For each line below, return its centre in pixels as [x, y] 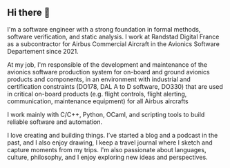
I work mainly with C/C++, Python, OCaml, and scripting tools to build [106, 114]
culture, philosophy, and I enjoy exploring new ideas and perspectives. [108, 157]
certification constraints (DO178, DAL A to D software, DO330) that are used [115, 86]
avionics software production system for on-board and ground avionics [108, 72]
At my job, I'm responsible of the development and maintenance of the [107, 64]
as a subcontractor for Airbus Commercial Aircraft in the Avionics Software [113, 44]
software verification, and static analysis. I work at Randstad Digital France [113, 36]
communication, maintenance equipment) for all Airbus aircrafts [98, 101]
